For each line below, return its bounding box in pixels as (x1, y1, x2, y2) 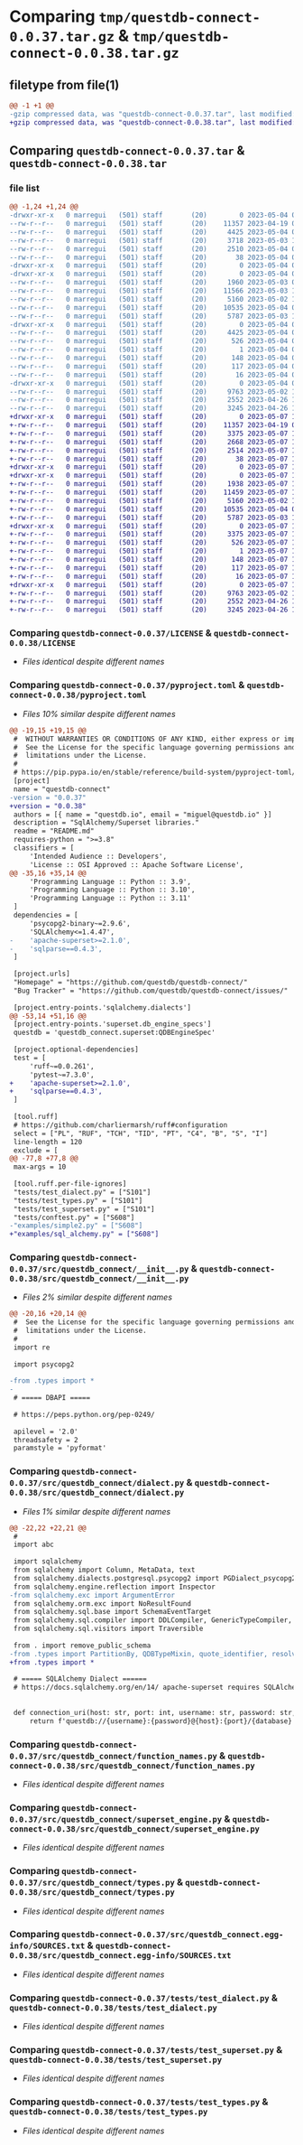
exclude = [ (13, 1145, 59, 1155)
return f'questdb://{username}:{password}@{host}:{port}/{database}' (29, 1716, 297, 1726)
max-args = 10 (13, 1162, 67, 1171)
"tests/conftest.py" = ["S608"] (13, 1213, 135, 1222)
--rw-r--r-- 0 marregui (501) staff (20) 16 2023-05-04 (9, 370, 289, 379)
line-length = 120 (13, 1137, 83, 1146)
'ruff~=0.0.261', (29, 1061, 95, 1071)
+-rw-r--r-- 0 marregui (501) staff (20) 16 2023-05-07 (9, 572, 289, 581)
